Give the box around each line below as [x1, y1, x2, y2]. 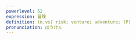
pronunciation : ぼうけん [6, 24, 63, 30]
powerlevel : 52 [6, 8, 43, 14]
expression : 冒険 [6, 14, 46, 19]
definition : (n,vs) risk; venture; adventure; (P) [6, 19, 131, 25]
